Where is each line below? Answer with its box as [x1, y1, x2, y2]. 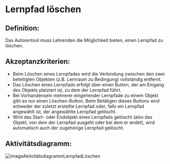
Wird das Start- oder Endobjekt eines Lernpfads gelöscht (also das [12, 114, 153, 120]
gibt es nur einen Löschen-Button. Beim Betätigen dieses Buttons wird [12, 97, 160, 104]
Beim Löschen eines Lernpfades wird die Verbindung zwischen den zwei [12, 71, 165, 77]
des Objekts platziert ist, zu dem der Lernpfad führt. [12, 87, 122, 93]
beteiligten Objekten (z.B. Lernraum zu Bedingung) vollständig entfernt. [12, 76, 162, 82]
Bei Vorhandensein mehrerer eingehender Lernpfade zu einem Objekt [12, 92, 159, 99]
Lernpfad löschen [5, 4, 81, 15]
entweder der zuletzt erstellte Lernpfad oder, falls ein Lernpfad [12, 103, 145, 109]
